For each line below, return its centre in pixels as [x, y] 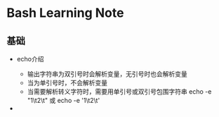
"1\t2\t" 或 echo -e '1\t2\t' [64, 100]
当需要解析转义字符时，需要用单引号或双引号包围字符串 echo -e [119, 92]
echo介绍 [30, 59]
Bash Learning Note [65, 13]
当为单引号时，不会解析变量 [67, 83]
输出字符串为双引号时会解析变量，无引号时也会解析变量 [107, 74]
